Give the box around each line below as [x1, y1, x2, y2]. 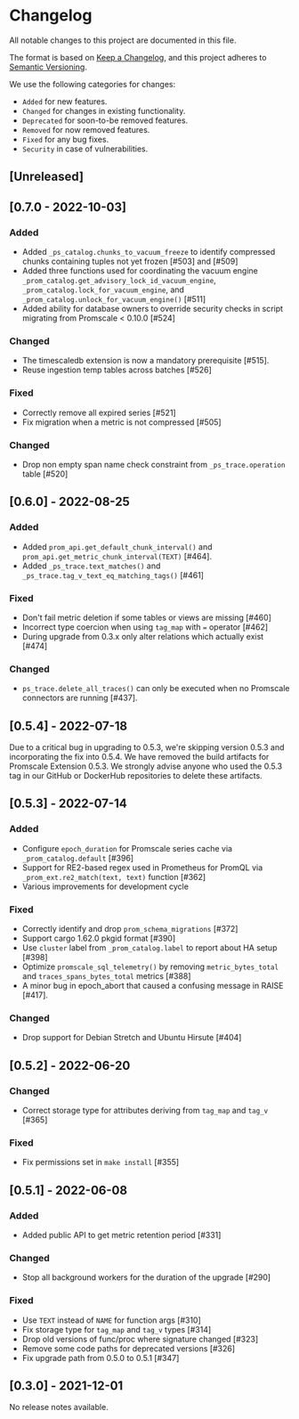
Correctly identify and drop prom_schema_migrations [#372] [21, 923, 238, 934]
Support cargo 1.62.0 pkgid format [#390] [21, 933, 176, 943]
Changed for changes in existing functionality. [21, 105, 186, 116]
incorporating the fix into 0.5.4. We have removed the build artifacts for [9, 752, 270, 762]
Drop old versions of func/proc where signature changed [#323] [21, 1333, 259, 1344]
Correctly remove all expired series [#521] [21, 407, 176, 418]
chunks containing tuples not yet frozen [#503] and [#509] [21, 256, 238, 267]
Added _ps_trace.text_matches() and [21, 560, 161, 571]
